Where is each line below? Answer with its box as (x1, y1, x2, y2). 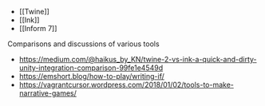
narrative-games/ (18, 88, 77, 98)
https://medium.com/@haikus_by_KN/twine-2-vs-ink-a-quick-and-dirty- (18, 55, 257, 64)
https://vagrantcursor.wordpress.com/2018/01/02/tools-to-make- (18, 80, 235, 89)
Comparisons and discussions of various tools (7, 39, 160, 49)
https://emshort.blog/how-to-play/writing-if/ (18, 72, 164, 80)
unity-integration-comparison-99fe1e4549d (18, 63, 164, 73)
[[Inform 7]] (18, 24, 57, 33)
